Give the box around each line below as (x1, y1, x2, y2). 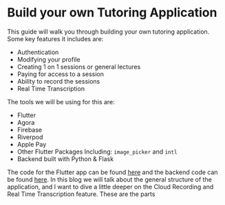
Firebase (17, 125, 43, 134)
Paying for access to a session (17, 70, 105, 78)
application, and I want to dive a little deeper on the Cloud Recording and (7, 182, 214, 191)
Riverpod (17, 132, 43, 141)
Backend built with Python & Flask (17, 154, 114, 162)
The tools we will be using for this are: (7, 97, 115, 106)
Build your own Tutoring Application (7, 5, 217, 21)
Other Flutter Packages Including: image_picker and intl (17, 147, 178, 156)
